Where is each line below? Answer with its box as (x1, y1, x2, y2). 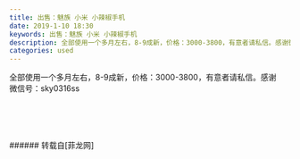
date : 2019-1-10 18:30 (9, 21, 94, 30)
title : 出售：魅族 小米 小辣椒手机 (9, 13, 126, 22)
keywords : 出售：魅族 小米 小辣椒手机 (9, 29, 137, 38)
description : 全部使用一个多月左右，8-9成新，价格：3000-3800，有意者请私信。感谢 (9, 38, 289, 47)
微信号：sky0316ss (9, 83, 80, 94)
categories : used (9, 46, 74, 55)
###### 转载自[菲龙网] (9, 140, 95, 151)
